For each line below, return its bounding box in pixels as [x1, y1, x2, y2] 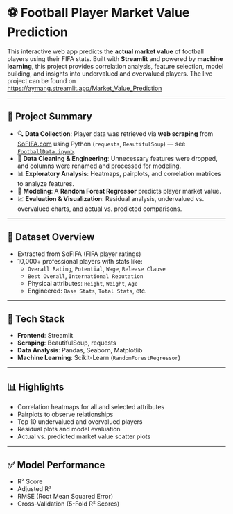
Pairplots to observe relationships [17, 410, 114, 419]
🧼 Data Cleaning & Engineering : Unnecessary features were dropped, [17, 154, 218, 162]
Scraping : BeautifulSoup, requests [17, 339, 116, 347]
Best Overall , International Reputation [27, 271, 144, 280]
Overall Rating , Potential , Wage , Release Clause [27, 264, 166, 273]
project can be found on [7, 76, 76, 85]
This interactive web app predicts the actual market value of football [7, 47, 205, 55]
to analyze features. [17, 179, 74, 187]
